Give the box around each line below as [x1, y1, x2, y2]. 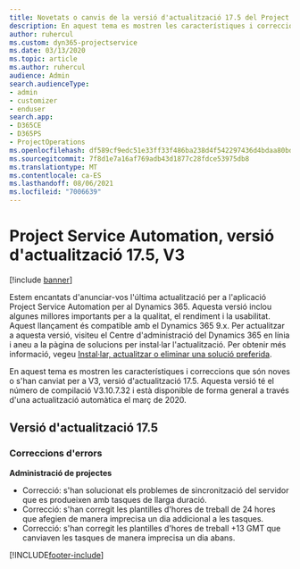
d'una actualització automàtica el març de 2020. [9, 394, 187, 405]
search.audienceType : [9, 79, 90, 88]
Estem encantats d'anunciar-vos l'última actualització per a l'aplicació [9, 291, 266, 302]
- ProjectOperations [9, 138, 87, 146]
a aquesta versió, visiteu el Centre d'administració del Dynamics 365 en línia [9, 330, 290, 340]
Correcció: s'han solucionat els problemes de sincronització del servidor [21, 484, 289, 496]
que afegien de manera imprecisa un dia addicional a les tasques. [21, 513, 264, 523]
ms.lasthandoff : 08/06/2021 [9, 180, 114, 188]
